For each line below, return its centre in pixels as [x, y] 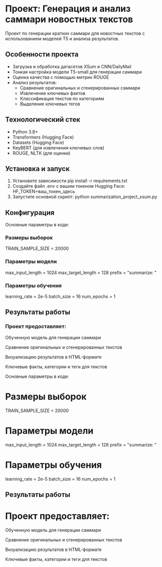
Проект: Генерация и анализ [68, 9]
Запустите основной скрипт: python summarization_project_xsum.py [85, 197]
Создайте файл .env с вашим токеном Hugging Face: [69, 186]
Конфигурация [30, 212]
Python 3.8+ [25, 131]
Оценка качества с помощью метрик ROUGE [61, 77]
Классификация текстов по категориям [62, 98]
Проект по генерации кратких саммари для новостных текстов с [75, 33]
